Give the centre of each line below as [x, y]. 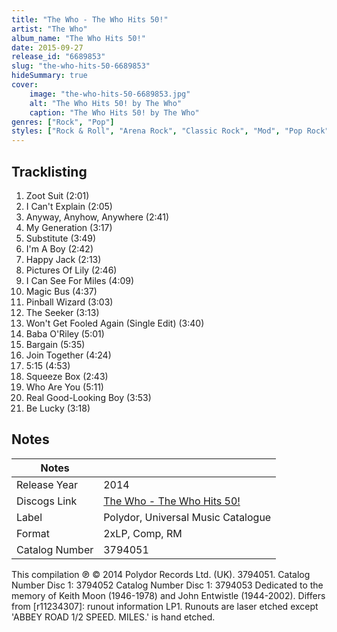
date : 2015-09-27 [47, 47]
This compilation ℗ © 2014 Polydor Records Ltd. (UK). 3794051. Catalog [161, 574]
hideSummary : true [49, 76]
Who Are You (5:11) [64, 387]
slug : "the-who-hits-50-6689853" [81, 66]
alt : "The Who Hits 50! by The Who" [106, 103]
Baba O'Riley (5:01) [65, 333]
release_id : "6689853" [58, 57]
